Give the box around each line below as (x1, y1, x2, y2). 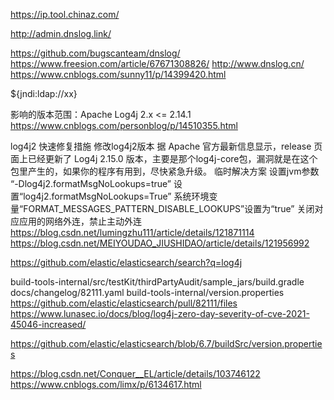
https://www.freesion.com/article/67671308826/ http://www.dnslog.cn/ (10, 58, 305, 69)
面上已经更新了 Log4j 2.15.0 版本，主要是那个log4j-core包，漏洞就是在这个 (10, 153, 318, 164)
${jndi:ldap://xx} (10, 88, 78, 99)
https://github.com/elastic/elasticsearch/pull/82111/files (10, 297, 238, 309)
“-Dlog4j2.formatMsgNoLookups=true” (10, 178, 172, 189)
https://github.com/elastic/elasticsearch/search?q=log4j (10, 257, 243, 268)
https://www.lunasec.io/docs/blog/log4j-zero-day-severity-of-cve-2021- (10, 308, 310, 319)
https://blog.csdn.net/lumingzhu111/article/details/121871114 (10, 227, 255, 238)
